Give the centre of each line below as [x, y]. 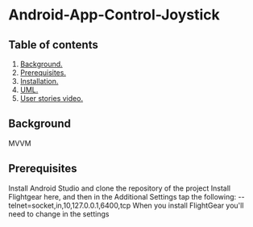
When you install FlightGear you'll [188, 205]
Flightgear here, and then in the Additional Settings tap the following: [122, 196]
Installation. [39, 81]
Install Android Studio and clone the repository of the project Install [120, 188]
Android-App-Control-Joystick [114, 15]
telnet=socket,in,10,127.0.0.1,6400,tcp [70, 205]
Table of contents [53, 45]
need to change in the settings [59, 214]
